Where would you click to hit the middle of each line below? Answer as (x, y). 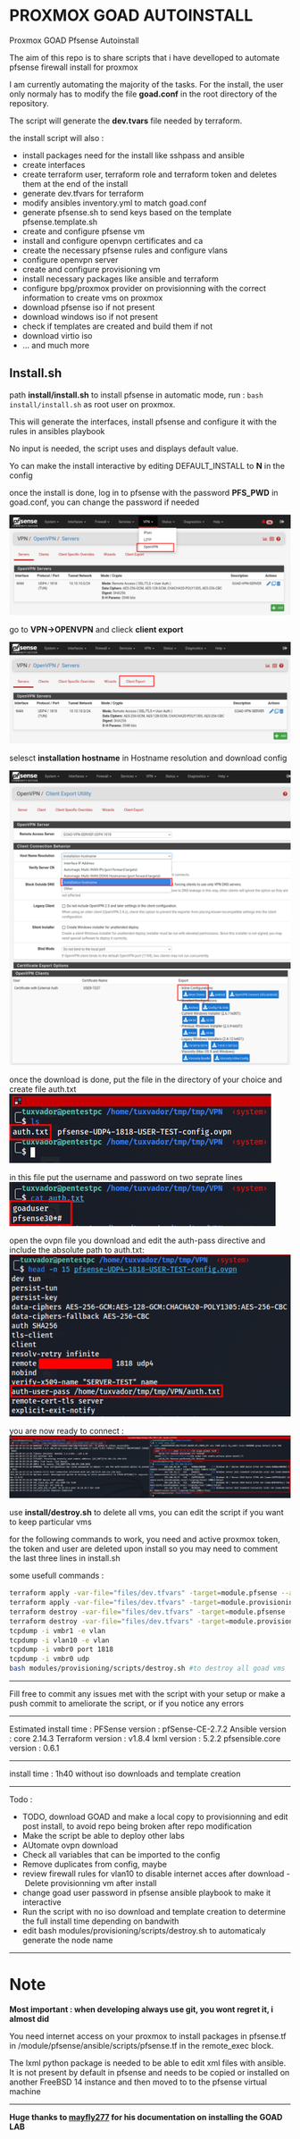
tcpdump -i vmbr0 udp (50, 1659)
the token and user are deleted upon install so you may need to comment (144, 1549)
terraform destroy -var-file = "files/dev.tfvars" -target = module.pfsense (147, 1612)
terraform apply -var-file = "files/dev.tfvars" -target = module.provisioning (153, 1603)
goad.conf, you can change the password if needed (104, 502)
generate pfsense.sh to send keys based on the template (127, 212)
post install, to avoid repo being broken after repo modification (137, 1826)
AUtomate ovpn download (70, 1845)
